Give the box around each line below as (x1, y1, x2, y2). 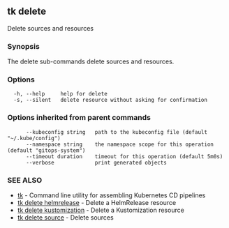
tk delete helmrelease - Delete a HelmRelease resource (17, 199, 177, 206)
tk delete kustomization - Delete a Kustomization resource (17, 206, 185, 214)
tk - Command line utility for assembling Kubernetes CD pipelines (17, 191, 206, 199)
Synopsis (7, 41, 40, 51)
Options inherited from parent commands (7, 113, 152, 123)
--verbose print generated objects (25, 159, 168, 166)
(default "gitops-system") (7, 146, 86, 154)
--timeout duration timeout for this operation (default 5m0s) (25, 153, 223, 160)
